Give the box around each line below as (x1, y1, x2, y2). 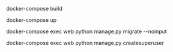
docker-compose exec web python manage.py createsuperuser (6, 40, 164, 46)
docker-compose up (6, 17, 57, 23)
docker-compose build (6, 5, 62, 12)
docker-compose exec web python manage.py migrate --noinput (6, 28, 167, 35)
